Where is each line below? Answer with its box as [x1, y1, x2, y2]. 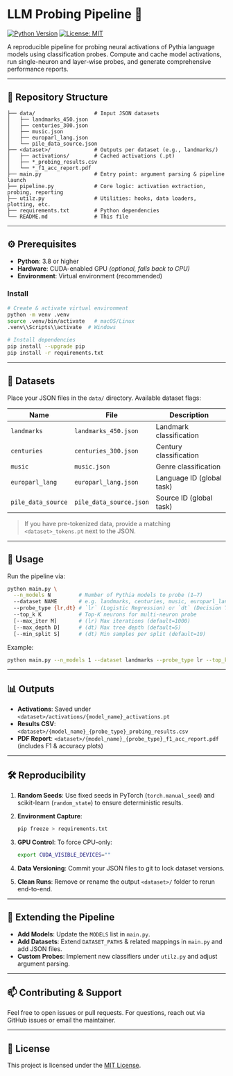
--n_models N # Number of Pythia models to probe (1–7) [13, 591, 203, 599]
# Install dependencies [7, 337, 76, 344]
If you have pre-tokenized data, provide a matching [24, 519, 171, 528]
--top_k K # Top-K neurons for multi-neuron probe [13, 611, 197, 619]
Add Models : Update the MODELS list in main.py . [17, 930, 150, 938]
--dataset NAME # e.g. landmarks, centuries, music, [13, 598, 188, 605]
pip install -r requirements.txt [7, 350, 104, 357]
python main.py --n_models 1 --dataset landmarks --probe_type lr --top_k [7, 656, 228, 664]
